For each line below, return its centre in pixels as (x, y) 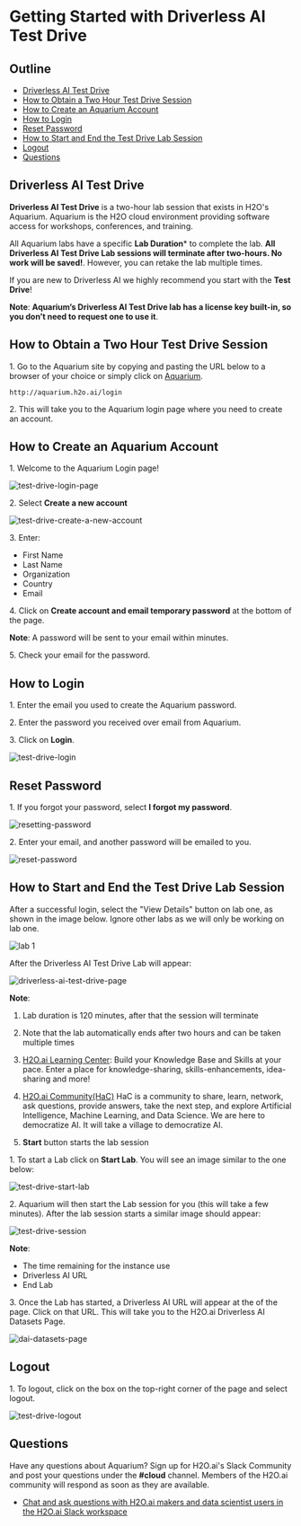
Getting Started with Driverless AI (138, 17)
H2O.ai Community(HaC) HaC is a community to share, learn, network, (153, 1096)
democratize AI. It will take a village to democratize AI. (123, 1125)
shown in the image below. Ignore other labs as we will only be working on (147, 919)
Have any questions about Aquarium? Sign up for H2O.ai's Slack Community (150, 1465)
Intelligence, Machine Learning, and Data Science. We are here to (143, 1115)
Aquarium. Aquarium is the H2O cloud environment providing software (140, 216)
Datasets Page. (37, 1321)
